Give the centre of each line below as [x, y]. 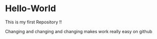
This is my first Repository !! [34, 22]
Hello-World [31, 9]
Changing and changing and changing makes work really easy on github [79, 31]
